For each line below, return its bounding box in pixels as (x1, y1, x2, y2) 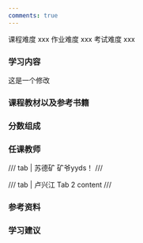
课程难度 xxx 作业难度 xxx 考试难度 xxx (8, 34, 136, 44)
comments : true (8, 11, 58, 20)
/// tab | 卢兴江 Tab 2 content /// (8, 180, 112, 190)
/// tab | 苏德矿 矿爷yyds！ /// (8, 163, 103, 173)
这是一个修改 (8, 75, 50, 85)
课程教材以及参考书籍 (8, 97, 89, 108)
